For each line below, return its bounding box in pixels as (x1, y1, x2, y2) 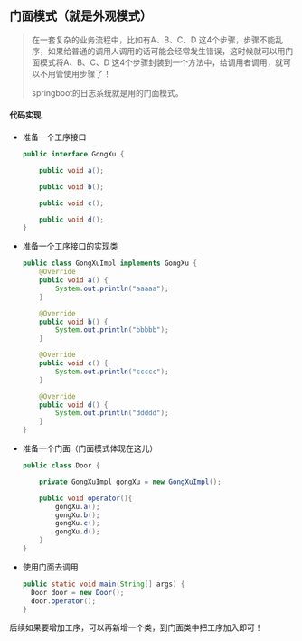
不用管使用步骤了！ (39, 68, 111, 79)
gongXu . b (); (55, 510, 100, 520)
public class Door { (22, 461, 100, 470)
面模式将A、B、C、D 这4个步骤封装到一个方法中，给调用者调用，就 (31, 57, 283, 68)
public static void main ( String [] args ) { (22, 580, 185, 589)
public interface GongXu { (22, 150, 125, 159)
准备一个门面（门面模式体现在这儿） (22, 443, 158, 454)
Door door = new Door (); (31, 588, 125, 597)
